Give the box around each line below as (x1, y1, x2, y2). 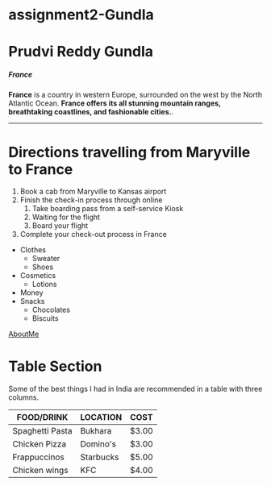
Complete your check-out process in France (19, 230, 167, 239)
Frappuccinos (12, 451, 65, 463)
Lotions (31, 280, 57, 289)
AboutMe (8, 329, 40, 339)
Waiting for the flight (31, 212, 101, 222)
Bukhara (80, 426, 112, 437)
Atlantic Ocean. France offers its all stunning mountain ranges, (8, 98, 222, 108)
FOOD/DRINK (16, 412, 69, 423)
